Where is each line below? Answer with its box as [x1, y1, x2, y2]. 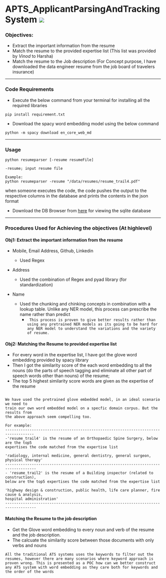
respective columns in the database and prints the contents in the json [5, 193, 148, 199]
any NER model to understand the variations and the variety [27, 326, 156, 331]
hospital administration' [5, 497, 58, 501]
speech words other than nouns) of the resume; [12, 373, 110, 379]
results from [5, 410, 32, 415]
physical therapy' [5, 458, 43, 462]
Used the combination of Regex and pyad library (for [19, 276, 127, 282]
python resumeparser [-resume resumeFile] [5, 157, 94, 162]
